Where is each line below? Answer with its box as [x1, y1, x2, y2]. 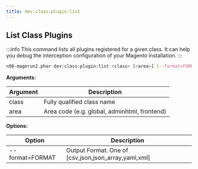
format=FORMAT [9, 154, 56, 162]
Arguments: [6, 74, 37, 81]
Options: [6, 123, 28, 130]
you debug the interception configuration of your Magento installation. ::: [6, 52, 183, 59]
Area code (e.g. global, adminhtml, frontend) [44, 107, 167, 116]
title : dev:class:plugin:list [6, 8, 81, 15]
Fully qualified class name [44, 98, 115, 106]
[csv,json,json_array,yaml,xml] [66, 154, 150, 162]
